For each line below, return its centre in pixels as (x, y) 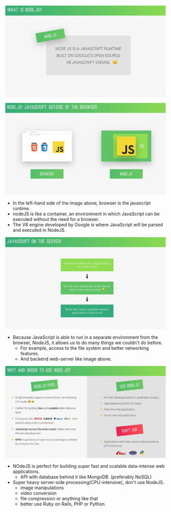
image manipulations (42, 488)
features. (30, 353)
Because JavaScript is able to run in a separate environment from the (85, 337)
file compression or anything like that (59, 498)
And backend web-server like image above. (66, 359)
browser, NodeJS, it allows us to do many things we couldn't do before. (88, 343)
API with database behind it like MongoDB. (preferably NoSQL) (86, 477)
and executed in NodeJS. (39, 230)
